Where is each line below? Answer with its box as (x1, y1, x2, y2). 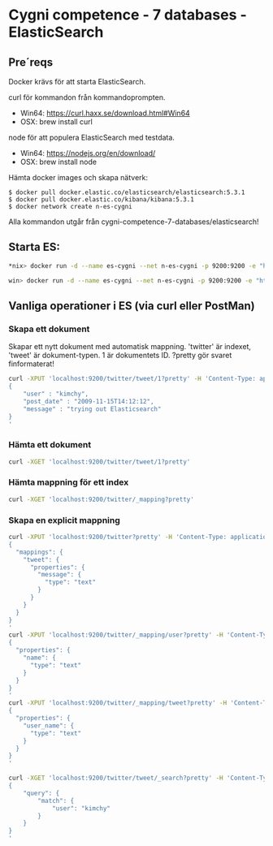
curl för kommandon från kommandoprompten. (8, 93, 166, 102)
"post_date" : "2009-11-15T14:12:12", (23, 397, 154, 405)
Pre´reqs (8, 55, 54, 69)
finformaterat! (8, 359, 54, 369)
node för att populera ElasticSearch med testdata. (8, 132, 175, 142)
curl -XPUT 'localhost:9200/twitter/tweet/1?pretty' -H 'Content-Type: (8, 375, 256, 383)
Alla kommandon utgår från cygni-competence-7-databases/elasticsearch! (8, 217, 259, 227)
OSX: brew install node (19, 157, 97, 166)
